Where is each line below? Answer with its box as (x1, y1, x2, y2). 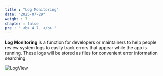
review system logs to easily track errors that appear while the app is (5, 45, 147, 51)
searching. (5, 55, 27, 61)
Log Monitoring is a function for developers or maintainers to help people (5, 39, 157, 45)
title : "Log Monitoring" (5, 7, 59, 12)
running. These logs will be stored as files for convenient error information (5, 50, 158, 56)
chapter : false (5, 21, 39, 26)
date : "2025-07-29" (5, 12, 46, 17)
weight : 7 (5, 16, 28, 21)
